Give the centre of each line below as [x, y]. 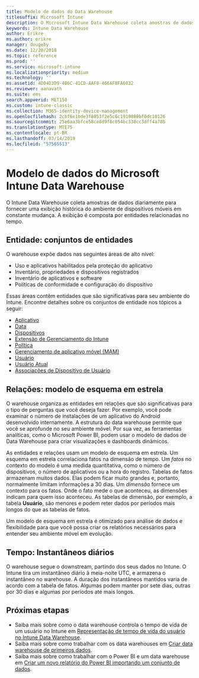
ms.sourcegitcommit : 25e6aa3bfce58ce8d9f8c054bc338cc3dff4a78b [86, 122]
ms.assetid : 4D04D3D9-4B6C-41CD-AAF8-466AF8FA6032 [70, 84]
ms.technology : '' [29, 78]
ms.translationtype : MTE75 [39, 128]
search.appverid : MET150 [37, 100]
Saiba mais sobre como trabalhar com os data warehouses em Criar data [104, 644]
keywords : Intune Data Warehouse [47, 28]
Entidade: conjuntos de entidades [70, 240]
